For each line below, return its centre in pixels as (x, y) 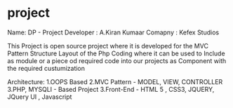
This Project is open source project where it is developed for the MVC (108, 46)
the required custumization (46, 68)
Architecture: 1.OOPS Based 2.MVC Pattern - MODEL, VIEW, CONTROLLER (115, 81)
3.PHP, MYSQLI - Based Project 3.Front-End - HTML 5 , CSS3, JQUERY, (111, 89)
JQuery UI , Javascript (40, 97)
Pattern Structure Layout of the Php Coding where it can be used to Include (116, 53)
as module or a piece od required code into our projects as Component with (117, 60)
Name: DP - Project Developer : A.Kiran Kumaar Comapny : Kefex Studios (113, 32)
